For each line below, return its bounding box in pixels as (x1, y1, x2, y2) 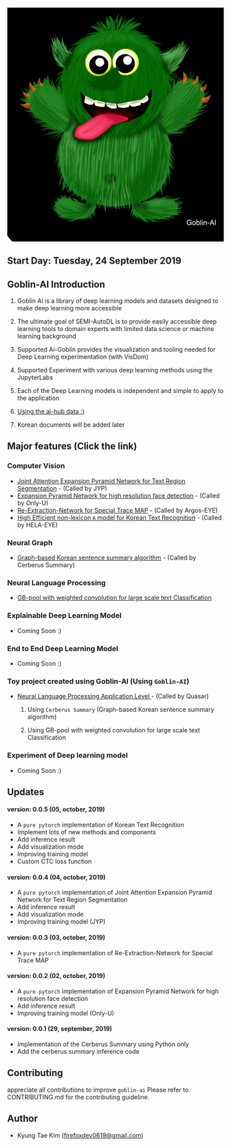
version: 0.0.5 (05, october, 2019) (7, 805, 105, 814)
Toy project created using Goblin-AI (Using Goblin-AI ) (7, 676, 190, 686)
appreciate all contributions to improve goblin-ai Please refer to (7, 1085, 189, 1094)
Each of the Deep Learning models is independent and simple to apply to (16, 387, 224, 395)
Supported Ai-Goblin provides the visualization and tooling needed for (16, 346, 216, 354)
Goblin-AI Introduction (7, 278, 105, 290)
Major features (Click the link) (7, 441, 137, 452)
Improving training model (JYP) (16, 917, 106, 926)
